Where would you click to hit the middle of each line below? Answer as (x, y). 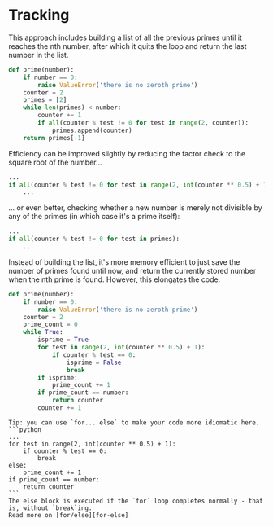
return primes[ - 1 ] (54, 138)
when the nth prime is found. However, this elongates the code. (115, 279)
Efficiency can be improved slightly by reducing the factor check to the (127, 153)
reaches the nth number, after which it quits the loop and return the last (128, 46)
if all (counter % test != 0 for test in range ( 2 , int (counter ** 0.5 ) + (134, 185)
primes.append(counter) (92, 130)
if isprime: (58, 378)
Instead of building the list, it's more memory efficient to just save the (124, 261)
